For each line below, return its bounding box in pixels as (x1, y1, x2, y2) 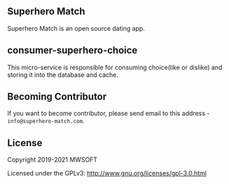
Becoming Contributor (7, 91, 107, 103)
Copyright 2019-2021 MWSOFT (7, 155, 98, 164)
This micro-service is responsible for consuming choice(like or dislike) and (7, 63, 223, 71)
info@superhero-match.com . (7, 117, 85, 125)
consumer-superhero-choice (7, 45, 138, 57)
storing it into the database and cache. (7, 70, 119, 79)
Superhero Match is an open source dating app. (7, 24, 146, 32)
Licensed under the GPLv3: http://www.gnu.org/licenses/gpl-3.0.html (7, 169, 207, 178)
